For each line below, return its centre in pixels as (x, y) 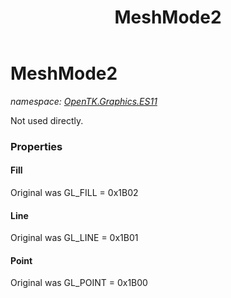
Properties (36, 146)
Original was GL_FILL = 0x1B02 (74, 193)
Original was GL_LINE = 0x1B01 (74, 238)
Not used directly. (47, 120)
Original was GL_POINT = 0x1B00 (79, 283)
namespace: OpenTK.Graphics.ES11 (84, 101)
